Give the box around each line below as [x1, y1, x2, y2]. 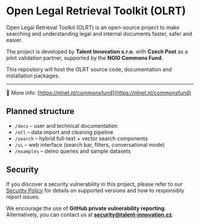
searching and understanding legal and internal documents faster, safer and [6, 30, 192, 37]
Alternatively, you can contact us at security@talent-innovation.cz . [6, 211, 174, 218]
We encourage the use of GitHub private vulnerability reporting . [6, 204, 167, 212]
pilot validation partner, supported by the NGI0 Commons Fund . [6, 54, 163, 61]
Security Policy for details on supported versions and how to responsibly [6, 187, 185, 194]
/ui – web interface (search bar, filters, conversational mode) [14, 141, 165, 148]
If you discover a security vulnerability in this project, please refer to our [6, 180, 183, 188]
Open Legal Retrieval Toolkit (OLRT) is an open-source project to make [6, 24, 180, 31]
